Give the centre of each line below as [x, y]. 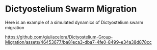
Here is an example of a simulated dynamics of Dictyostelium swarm [74, 22]
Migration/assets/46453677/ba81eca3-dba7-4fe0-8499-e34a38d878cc [78, 42]
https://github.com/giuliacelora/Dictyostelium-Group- [59, 37]
